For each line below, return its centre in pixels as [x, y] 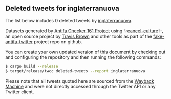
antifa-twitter [19, 42]
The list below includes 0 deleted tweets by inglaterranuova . [69, 20]
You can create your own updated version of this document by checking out [85, 52]
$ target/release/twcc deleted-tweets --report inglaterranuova [75, 71]
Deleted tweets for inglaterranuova [62, 8]
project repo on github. [58, 42]
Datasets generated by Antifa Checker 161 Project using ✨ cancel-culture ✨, [84, 31]
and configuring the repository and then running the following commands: [83, 57]
